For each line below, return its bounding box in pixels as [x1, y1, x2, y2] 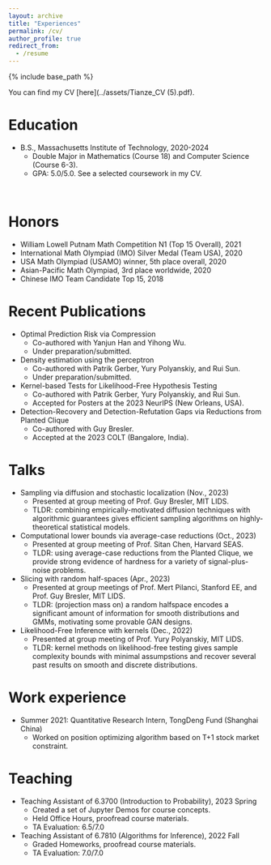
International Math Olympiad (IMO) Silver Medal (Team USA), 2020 [19, 248, 243, 258]
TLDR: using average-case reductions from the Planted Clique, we [32, 548, 253, 558]
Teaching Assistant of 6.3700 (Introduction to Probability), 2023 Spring [19, 796, 257, 806]
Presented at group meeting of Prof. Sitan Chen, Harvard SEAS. [32, 539, 244, 549]
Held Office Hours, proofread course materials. [32, 813, 189, 823]
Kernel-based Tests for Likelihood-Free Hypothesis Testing [19, 380, 218, 390]
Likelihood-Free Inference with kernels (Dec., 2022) [19, 625, 193, 635]
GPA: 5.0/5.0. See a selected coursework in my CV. [32, 168, 202, 178]
